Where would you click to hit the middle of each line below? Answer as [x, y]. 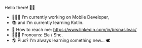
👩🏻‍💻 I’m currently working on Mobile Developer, [60, 17]
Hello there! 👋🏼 [20, 8]
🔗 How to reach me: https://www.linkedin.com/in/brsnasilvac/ [74, 30]
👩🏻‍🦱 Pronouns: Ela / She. [37, 35]
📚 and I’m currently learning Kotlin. [48, 23]
